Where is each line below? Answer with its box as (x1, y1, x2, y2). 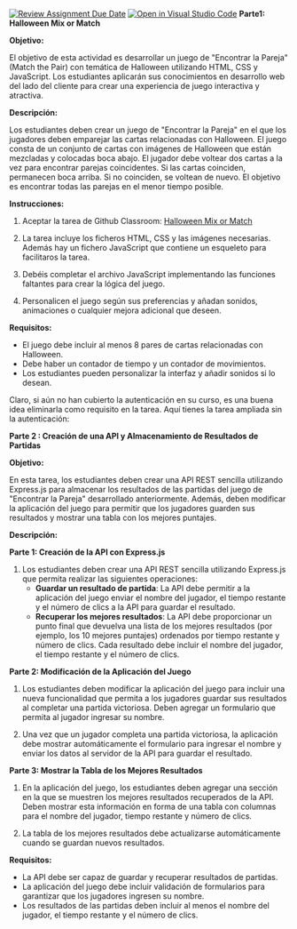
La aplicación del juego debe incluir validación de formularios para (21, 881, 266, 892)
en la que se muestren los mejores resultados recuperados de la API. (21, 792, 274, 802)
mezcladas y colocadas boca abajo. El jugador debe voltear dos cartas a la (9, 153, 284, 164)
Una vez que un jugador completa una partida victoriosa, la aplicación (21, 729, 278, 740)
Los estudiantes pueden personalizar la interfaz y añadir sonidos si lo (21, 368, 276, 378)
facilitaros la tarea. (21, 252, 90, 262)
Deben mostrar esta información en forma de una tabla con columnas (21, 801, 277, 812)
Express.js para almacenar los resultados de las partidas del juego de (9, 485, 263, 494)
